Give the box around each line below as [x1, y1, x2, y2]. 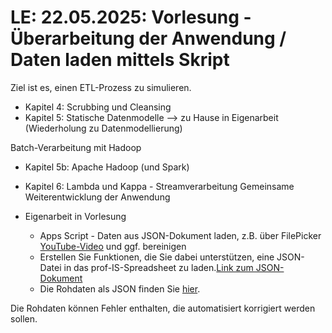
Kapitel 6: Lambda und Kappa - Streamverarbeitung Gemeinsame [24, 180, 295, 192]
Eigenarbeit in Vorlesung [24, 210, 127, 222]
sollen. [10, 312, 38, 325]
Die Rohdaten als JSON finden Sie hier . [39, 282, 201, 295]
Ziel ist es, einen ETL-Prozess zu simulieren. [10, 81, 192, 93]
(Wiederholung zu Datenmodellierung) [24, 122, 183, 134]
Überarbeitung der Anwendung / [10, 27, 287, 50]
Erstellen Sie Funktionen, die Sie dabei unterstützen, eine [39, 251, 275, 263]
